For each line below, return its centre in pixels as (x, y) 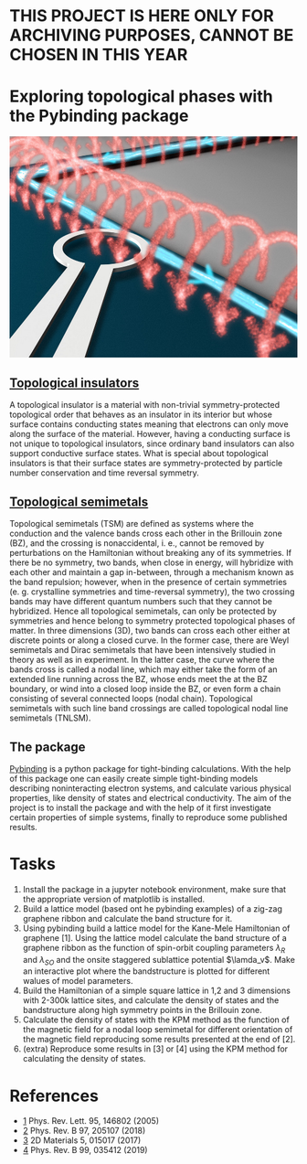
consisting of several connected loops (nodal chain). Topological (131, 699)
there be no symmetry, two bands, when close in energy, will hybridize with (152, 562)
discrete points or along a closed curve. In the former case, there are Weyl (149, 640)
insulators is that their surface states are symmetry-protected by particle (146, 464)
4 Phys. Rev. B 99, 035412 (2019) (85, 1150)
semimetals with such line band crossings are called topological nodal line (149, 709)
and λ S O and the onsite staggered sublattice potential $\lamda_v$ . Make (159, 961)
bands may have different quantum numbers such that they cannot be (141, 602)
